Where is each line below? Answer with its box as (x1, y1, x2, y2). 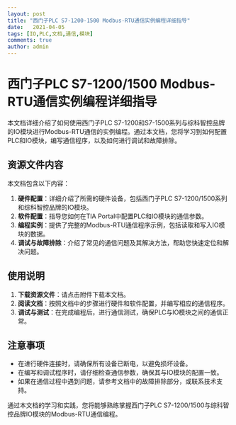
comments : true (7, 37, 52, 44)
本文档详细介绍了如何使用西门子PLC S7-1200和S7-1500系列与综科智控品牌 (7, 118, 225, 127)
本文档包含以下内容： (7, 178, 69, 188)
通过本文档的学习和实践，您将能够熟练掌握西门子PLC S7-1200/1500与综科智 (7, 401, 230, 409)
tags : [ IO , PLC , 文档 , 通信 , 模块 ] (7, 30, 94, 38)
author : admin (7, 43, 50, 50)
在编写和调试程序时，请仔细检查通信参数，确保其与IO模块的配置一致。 (17, 368, 223, 377)
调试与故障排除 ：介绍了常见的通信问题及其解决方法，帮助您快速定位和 (17, 238, 223, 246)
